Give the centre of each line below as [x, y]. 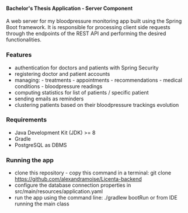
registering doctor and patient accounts [62, 74]
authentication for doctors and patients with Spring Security [86, 68]
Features [19, 55]
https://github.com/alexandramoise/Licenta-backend [78, 179]
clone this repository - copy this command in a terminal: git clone [93, 173]
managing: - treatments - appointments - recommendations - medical [98, 80]
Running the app [30, 160]
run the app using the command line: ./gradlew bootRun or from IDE [96, 198]
